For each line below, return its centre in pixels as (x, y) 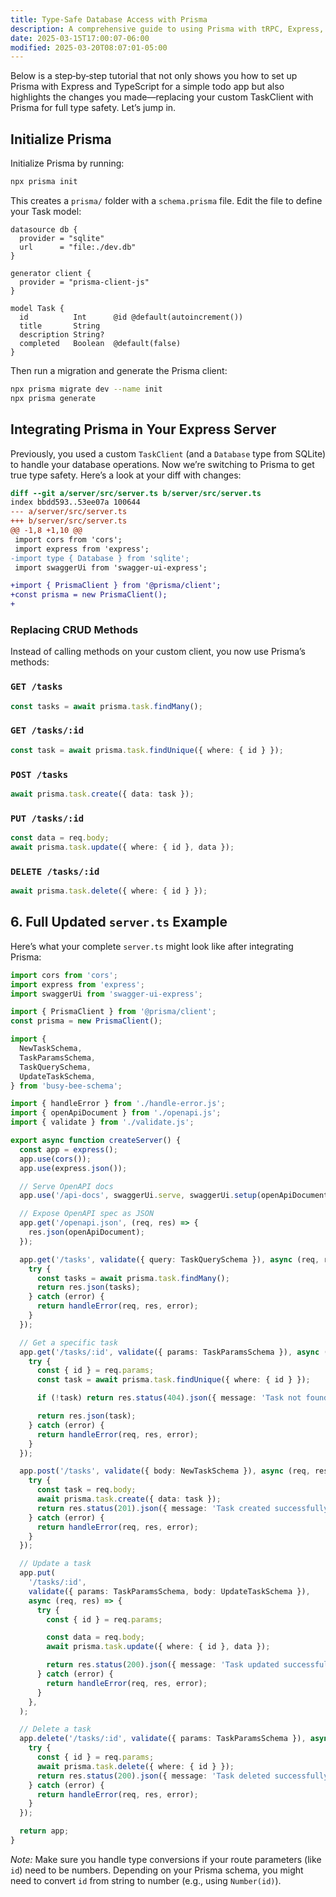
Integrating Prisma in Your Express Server (143, 429)
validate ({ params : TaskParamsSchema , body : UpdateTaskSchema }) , (169, 1591)
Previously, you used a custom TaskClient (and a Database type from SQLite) (168, 453)
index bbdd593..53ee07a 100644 (75, 502)
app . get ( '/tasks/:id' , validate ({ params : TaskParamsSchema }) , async (169, 1352)
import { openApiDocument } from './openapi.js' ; (116, 1113)
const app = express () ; (68, 1149)
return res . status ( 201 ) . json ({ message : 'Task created (153, 1508)
